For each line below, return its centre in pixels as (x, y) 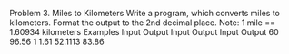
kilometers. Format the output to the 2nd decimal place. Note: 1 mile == (142, 22)
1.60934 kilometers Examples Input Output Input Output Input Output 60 (144, 32)
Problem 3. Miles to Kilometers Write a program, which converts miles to (144, 13)
